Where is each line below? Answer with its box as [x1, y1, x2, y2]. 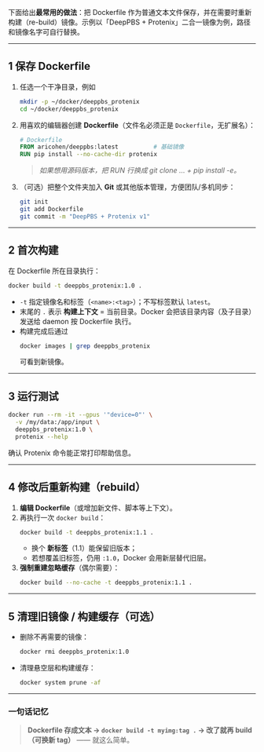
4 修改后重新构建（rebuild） [8, 480, 146, 494]
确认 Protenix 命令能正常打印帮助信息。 [8, 447, 136, 458]
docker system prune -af [19, 678, 101, 686]
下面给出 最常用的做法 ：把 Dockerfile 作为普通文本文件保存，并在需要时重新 [8, 8, 252, 16]
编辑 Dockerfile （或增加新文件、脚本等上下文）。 [19, 502, 177, 513]
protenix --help [15, 433, 68, 440]
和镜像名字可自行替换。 [8, 27, 84, 36]
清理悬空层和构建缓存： [19, 663, 96, 672]
